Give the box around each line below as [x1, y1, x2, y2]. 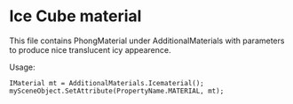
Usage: [9, 62, 36, 72]
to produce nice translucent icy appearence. [9, 44, 171, 55]
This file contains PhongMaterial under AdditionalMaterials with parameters [9, 35, 285, 46]
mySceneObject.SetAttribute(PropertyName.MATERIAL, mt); [9, 86, 225, 95]
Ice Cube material [9, 6, 142, 26]
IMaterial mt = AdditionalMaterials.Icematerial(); [9, 78, 204, 87]
